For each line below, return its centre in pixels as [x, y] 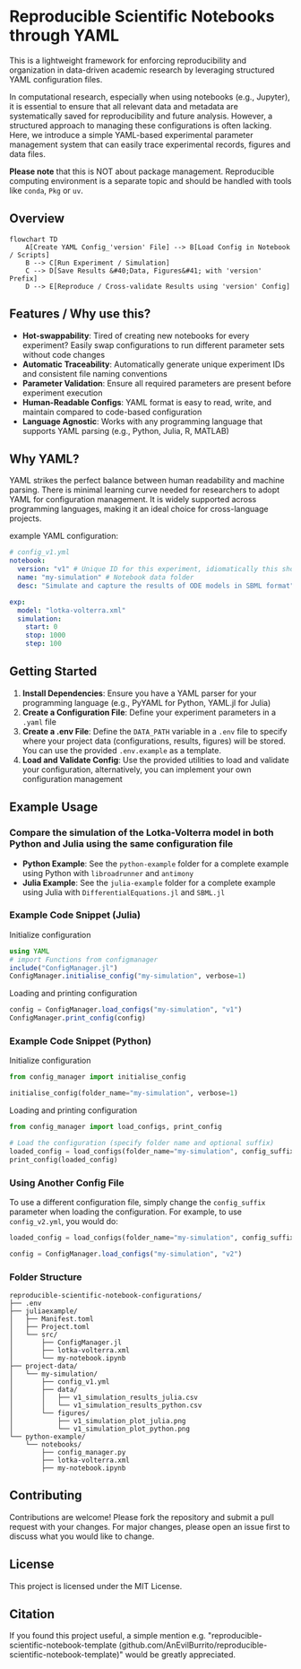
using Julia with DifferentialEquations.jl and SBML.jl [124, 892]
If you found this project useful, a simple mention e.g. [107, 1636]
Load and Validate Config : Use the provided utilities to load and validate [155, 760]
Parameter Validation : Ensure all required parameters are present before [157, 383]
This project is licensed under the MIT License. [96, 1586]
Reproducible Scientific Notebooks [142, 17]
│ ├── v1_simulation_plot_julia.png [98, 1421]
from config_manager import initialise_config [98, 1077]
